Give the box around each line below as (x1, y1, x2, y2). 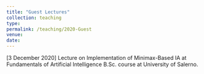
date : (6, 37, 20, 43)
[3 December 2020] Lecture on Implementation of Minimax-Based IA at (6, 54, 187, 61)
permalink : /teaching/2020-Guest (6, 26, 92, 32)
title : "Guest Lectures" (6, 9, 70, 15)
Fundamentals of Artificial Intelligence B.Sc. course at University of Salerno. (6, 61, 198, 68)
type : (6, 20, 20, 26)
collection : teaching (6, 15, 62, 21)
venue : (6, 32, 23, 38)
